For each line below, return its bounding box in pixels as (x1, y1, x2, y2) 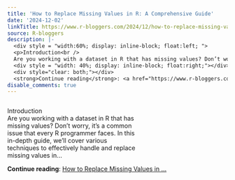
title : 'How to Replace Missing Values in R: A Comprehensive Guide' (7, 10, 215, 17)
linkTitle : (7, 23, 39, 30)
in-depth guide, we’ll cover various (7, 137, 108, 145)
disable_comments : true (7, 82, 77, 89)
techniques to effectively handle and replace (7, 144, 136, 152)
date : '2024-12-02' (7, 17, 64, 24)
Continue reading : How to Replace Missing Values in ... (7, 165, 167, 173)
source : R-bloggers (7, 29, 64, 37)
